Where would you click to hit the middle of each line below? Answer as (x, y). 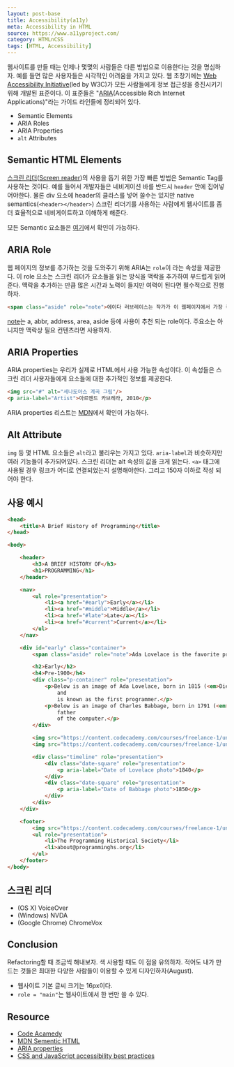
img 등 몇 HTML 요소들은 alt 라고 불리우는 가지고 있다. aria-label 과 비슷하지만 (115, 452)
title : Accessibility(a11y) (48, 20)
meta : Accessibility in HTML (49, 27)
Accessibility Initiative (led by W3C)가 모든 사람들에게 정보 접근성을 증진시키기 (115, 84)
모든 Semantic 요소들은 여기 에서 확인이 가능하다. (74, 227)
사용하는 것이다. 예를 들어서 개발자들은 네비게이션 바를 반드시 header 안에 (107, 186)
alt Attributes (37, 138)
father (67, 712)
